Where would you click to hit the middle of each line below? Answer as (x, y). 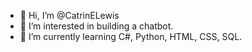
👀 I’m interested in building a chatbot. (96, 26)
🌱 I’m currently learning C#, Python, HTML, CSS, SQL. (131, 36)
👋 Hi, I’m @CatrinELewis (69, 15)
